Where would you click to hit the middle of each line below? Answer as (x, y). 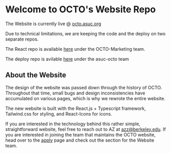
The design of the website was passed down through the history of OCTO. (84, 87)
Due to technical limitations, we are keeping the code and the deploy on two (85, 33)
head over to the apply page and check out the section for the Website (80, 140)
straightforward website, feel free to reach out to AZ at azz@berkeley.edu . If (86, 129)
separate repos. (22, 39)
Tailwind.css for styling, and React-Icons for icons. (59, 113)
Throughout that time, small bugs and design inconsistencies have (75, 93)
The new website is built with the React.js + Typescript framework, (76, 108)
